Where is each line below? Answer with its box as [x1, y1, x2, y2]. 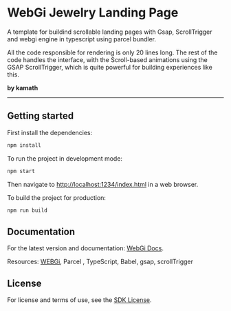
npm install [7, 141, 41, 149]
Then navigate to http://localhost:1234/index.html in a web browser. [7, 180, 199, 188]
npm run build [7, 207, 48, 214]
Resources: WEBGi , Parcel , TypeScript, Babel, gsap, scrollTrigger [7, 257, 194, 266]
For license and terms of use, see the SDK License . [7, 296, 153, 304]
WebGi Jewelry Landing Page [7, 5, 179, 21]
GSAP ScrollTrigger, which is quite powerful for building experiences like [7, 63, 213, 71]
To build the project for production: [7, 193, 107, 201]
